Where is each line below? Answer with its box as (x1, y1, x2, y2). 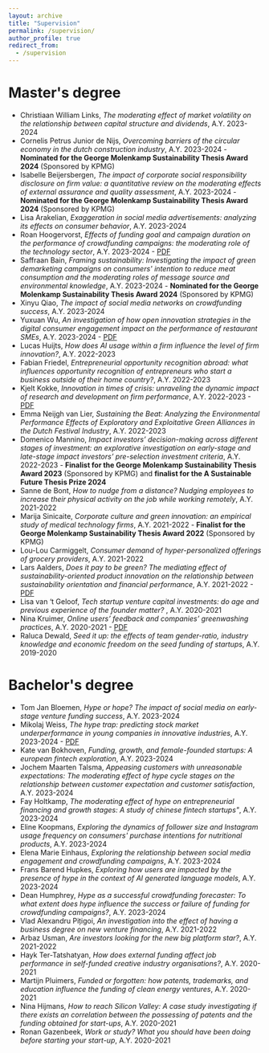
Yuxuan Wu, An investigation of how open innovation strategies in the (19, 315, 251, 324)
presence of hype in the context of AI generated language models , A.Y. (19, 873, 256, 883)
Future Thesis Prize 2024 (19, 477, 107, 487)
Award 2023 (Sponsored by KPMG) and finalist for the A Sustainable (19, 468, 251, 478)
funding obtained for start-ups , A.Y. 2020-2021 (19, 1018, 177, 1028)
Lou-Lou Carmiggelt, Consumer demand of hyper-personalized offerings (19, 545, 262, 555)
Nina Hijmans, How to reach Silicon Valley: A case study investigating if (19, 1001, 257, 1010)
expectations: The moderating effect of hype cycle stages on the (19, 770, 235, 780)
